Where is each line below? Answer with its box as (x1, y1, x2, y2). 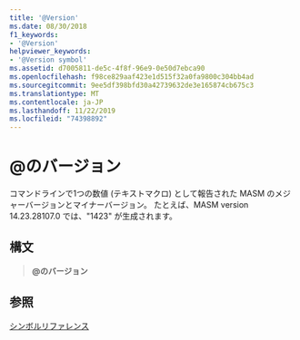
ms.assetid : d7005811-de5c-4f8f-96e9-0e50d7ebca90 (9, 64, 205, 73)
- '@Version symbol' (9, 55, 88, 64)
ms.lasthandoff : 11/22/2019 (9, 106, 116, 115)
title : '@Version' (9, 13, 79, 23)
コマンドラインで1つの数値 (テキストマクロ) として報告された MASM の (9, 188, 275, 199)
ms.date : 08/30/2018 (9, 22, 88, 31)
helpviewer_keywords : (9, 47, 92, 56)
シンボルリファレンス (9, 320, 89, 331)
